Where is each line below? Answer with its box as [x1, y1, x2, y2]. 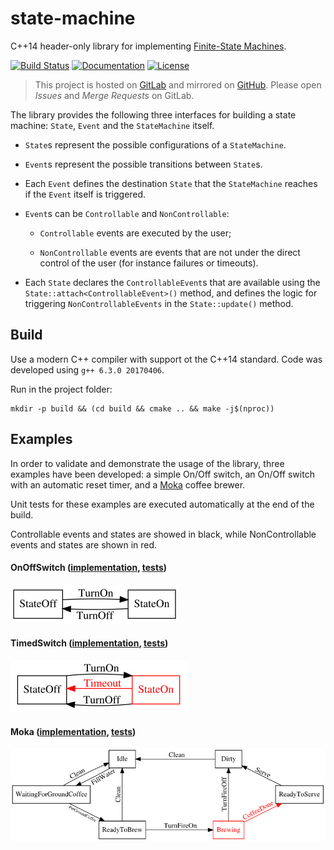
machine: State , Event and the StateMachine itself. [10, 119, 215, 131]
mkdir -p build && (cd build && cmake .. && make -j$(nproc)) [10, 403, 275, 414]
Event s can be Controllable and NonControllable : [24, 207, 230, 219]
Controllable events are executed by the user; [39, 227, 232, 239]
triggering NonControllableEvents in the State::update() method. [24, 297, 294, 309]
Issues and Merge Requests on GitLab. [34, 89, 195, 101]
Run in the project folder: [10, 383, 113, 395]
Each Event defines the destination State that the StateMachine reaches [24, 177, 318, 189]
